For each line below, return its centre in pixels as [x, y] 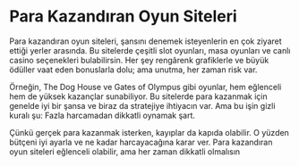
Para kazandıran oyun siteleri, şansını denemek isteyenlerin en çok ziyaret [145, 41]
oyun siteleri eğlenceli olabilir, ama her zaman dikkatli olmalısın [125, 151]
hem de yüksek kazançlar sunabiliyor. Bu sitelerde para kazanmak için [138, 96]
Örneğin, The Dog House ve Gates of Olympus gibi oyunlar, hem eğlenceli [145, 87]
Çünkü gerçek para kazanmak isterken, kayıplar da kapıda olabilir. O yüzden [149, 132]
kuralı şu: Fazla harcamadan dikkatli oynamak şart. [102, 115]
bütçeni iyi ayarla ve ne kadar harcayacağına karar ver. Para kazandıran [141, 142]
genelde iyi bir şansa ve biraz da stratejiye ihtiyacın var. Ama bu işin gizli [142, 105]
